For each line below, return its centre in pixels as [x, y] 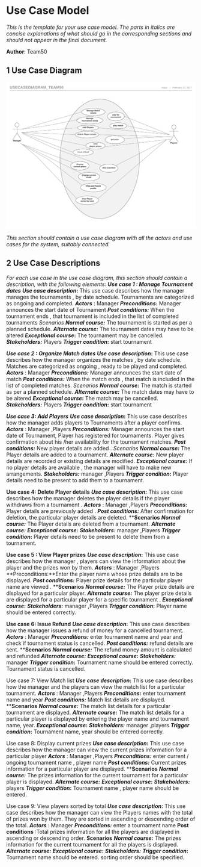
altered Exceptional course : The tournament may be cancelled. [85, 335]
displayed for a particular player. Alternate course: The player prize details [99, 593]
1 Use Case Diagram [44, 71]
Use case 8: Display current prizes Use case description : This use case [95, 743]
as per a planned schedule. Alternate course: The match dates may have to [100, 391]
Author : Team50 [27, 51]
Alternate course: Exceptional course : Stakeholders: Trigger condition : [97, 851]
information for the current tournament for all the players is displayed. [92, 844]
